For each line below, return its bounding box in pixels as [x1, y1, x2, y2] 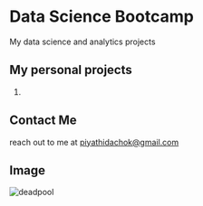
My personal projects [9, 62, 133, 78]
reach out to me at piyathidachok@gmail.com [9, 136, 179, 147]
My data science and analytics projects [9, 36, 156, 47]
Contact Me [9, 113, 77, 128]
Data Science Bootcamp [9, 6, 195, 27]
